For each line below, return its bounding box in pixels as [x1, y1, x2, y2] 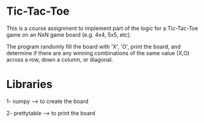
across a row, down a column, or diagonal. [6, 56, 113, 63]
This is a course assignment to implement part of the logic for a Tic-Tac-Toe [6, 24, 198, 32]
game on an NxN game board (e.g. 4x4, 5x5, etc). [6, 31, 132, 38]
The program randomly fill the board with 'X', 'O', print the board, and [6, 43, 181, 50]
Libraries [6, 78, 53, 91]
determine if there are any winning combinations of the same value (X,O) [6, 49, 190, 56]
